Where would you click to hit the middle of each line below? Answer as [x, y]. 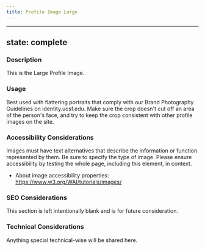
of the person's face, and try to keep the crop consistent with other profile [100, 115]
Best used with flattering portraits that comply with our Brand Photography [100, 102]
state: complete [37, 42]
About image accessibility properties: [62, 175]
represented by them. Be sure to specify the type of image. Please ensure [99, 157]
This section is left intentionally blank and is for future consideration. [92, 211]
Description [24, 60]
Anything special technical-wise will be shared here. [72, 240]
